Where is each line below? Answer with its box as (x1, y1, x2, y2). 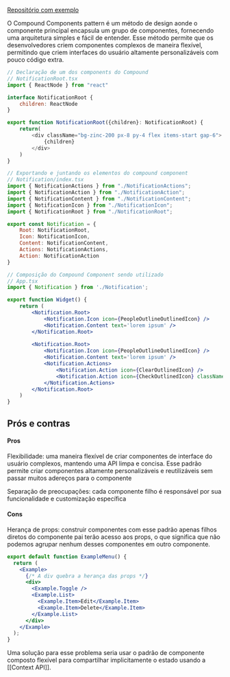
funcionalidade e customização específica (7, 494, 127, 503)
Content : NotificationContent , (19, 240, 109, 246)
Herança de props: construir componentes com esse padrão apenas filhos (7, 525, 217, 533)
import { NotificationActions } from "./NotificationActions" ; (7, 183, 192, 190)
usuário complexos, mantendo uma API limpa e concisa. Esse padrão (7, 459, 202, 468)
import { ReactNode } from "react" (7, 82, 109, 89)
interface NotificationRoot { (7, 94, 94, 101)
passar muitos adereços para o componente (7, 474, 132, 482)
